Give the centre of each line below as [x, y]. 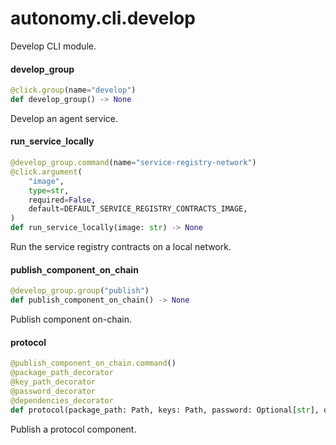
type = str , [49, 190]
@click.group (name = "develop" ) [73, 90]
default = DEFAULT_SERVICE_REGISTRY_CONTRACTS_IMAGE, [138, 209]
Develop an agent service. [64, 118]
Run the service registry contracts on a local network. [121, 247]
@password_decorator [53, 391]
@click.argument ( [46, 172]
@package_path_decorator [62, 373]
